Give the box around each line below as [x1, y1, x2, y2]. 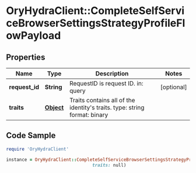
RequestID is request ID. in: [69, 79, 144, 87]
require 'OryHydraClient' [6, 146, 69, 152]
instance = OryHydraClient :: [6, 157, 77, 162]
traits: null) [92, 162, 127, 168]
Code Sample [6, 130, 56, 141]
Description [95, 70, 129, 77]
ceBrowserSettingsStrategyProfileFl [6, 16, 185, 30]
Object [44, 103, 64, 112]
